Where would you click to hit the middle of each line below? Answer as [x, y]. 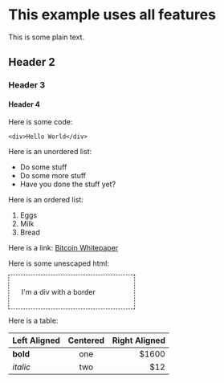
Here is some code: [41, 122]
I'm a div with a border [59, 292]
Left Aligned [36, 340]
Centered [86, 340]
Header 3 [27, 85]
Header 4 [24, 104]
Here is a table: [33, 321]
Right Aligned [139, 340]
